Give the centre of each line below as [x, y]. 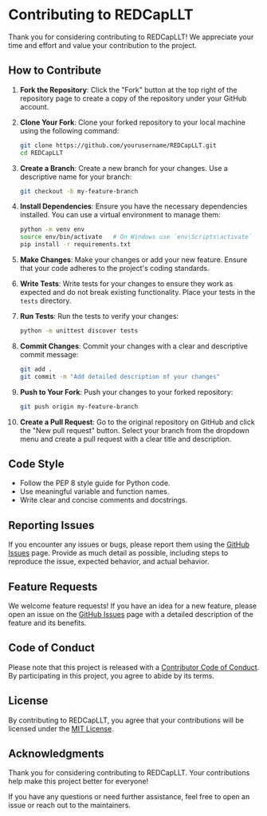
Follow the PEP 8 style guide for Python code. [95, 483]
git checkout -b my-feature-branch [79, 191]
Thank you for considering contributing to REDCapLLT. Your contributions [129, 773]
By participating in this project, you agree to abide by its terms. [112, 675]
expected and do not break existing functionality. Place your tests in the [137, 292]
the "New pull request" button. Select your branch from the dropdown [134, 430]
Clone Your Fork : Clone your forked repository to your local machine [132, 122]
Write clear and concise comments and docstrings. [104, 500]
